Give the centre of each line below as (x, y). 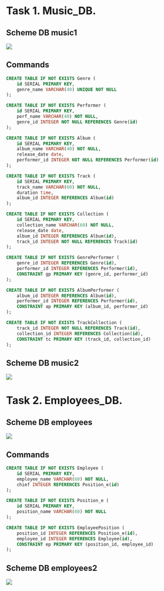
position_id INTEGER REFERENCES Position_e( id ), (77, 533)
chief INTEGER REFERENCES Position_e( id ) (68, 484)
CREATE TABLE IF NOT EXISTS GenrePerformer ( (63, 257)
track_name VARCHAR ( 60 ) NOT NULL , (59, 187)
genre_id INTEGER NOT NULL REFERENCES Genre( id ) (77, 122)
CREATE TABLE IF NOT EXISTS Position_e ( (58, 501)
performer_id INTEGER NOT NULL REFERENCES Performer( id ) (88, 160)
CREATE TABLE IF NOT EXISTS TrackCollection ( (64, 323)
